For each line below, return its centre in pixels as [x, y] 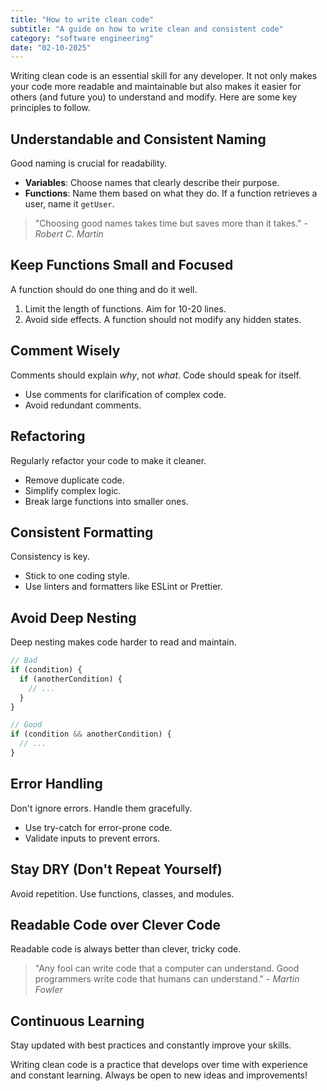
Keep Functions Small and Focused [122, 265]
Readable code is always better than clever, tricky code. [126, 949]
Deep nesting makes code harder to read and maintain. [123, 642]
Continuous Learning [77, 1021]
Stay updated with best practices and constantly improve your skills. [151, 1045]
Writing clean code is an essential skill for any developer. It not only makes [164, 76]
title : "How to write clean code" [82, 19]
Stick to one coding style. [77, 576]
